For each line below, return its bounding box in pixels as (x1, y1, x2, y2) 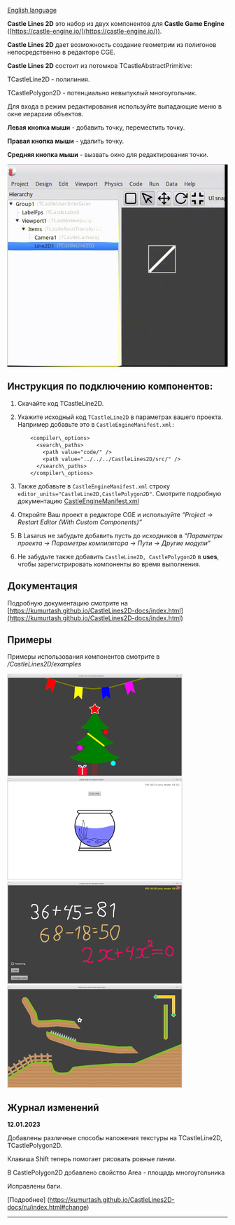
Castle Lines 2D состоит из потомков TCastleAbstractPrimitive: (7, 62, 193, 69)
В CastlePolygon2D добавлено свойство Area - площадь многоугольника (7, 1168, 225, 1177)
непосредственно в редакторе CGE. (7, 48, 115, 56)
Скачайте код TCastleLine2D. (17, 399, 104, 407)
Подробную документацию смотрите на (7, 598, 128, 607)
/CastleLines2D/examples (7, 660, 82, 669)
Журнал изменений (7, 1102, 99, 1114)
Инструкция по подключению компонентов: (7, 381, 213, 392)
